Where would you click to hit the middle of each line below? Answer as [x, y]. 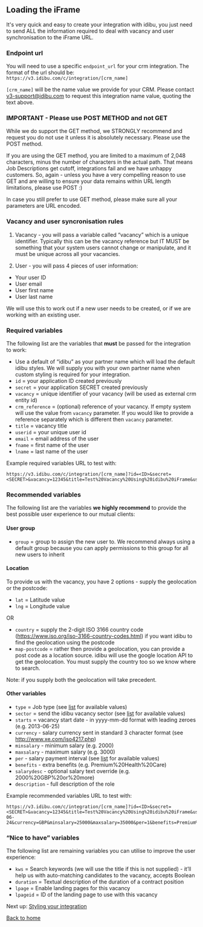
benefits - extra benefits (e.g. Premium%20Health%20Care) [91, 765]
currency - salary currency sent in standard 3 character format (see [99, 733]
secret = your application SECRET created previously [81, 387]
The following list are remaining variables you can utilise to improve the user [101, 851]
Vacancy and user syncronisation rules [65, 222]
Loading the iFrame [43, 10]
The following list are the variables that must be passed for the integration [98, 343]
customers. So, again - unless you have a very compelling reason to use [96, 175]
